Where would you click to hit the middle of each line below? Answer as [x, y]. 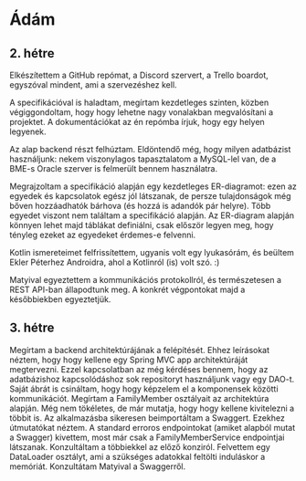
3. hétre [32, 328]
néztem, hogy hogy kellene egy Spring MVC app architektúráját [129, 360]
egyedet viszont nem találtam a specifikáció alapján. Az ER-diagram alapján [152, 215]
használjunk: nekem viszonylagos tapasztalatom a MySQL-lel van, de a [143, 159]
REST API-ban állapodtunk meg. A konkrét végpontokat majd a [127, 289]
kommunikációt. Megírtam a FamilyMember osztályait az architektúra [139, 398]
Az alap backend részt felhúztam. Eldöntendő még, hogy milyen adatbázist [150, 149]
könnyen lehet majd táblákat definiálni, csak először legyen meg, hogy [142, 225]
